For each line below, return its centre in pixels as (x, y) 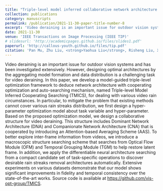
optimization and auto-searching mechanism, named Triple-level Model (76, 90)
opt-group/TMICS (23, 183)
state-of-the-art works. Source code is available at (56, 178)
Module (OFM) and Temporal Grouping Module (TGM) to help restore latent (80, 147)
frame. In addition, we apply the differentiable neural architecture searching (81, 152)
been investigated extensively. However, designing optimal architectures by (81, 69)
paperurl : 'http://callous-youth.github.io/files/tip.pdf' (66, 46)
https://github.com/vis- (130, 178)
